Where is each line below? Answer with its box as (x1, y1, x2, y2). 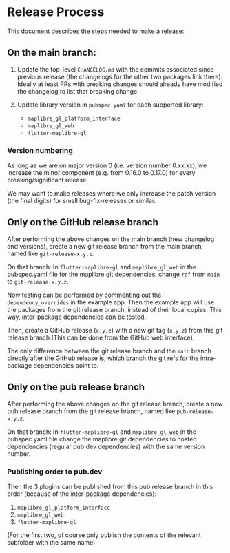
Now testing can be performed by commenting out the (7, 291, 162, 299)
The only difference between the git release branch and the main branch (7, 346, 212, 355)
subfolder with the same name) (7, 538, 96, 546)
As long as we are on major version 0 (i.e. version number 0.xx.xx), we (7, 161, 207, 169)
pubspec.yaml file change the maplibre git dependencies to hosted (7, 435, 198, 443)
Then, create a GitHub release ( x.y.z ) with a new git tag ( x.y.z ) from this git (7, 326, 223, 334)
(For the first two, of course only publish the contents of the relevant (7, 531, 201, 539)
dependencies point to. (33, 361, 99, 369)
